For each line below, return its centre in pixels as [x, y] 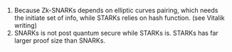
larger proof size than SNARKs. [59, 41]
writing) [25, 25]
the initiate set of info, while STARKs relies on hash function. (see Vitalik [120, 18]
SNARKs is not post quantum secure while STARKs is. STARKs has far [116, 33]
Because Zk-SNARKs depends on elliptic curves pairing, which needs [116, 10]
